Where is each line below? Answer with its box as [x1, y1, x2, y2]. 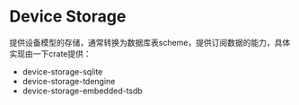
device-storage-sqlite [22, 66, 103, 77]
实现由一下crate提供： [9, 48, 92, 59]
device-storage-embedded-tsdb [22, 85, 144, 96]
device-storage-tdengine [22, 75, 116, 86]
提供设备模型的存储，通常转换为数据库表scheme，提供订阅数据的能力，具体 [9, 37, 291, 48]
